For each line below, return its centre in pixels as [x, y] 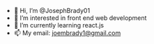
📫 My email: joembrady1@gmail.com [67, 33]
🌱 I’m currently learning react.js [59, 25]
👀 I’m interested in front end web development [80, 18]
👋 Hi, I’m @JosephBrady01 [52, 11]
